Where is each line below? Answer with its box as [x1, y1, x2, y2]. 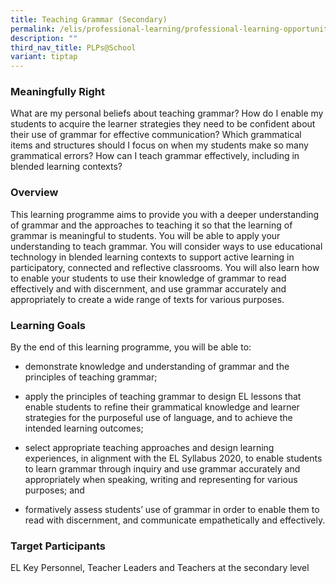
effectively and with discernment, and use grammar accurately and [10, 282, 287, 295]
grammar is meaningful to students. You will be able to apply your [10, 229, 281, 241]
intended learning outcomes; [24, 422, 144, 435]
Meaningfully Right [10, 85, 105, 99]
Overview [10, 186, 59, 200]
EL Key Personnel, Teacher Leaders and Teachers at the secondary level [10, 562, 310, 574]
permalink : [10, 24, 56, 34]
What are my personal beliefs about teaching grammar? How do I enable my [10, 107, 324, 120]
